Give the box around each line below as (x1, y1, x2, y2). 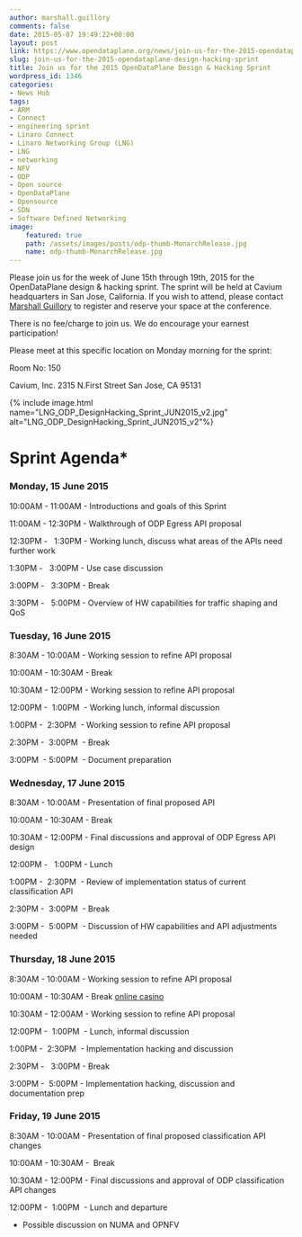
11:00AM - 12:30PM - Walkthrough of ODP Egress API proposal (9, 518, 242, 529)
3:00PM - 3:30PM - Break (9, 579, 111, 590)
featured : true (25, 230, 83, 239)
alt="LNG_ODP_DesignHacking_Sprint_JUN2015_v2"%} (9, 417, 214, 427)
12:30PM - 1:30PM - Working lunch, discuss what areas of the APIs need (9, 535, 283, 546)
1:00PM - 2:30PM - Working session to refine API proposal (9, 719, 231, 730)
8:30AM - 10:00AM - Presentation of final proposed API (9, 797, 216, 808)
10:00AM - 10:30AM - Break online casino (9, 990, 164, 1001)
